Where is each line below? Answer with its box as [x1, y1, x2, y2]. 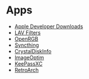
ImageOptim [14, 54, 44, 61]
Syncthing [14, 42, 40, 49]
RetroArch [14, 66, 39, 73]
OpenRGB [14, 35, 39, 42]
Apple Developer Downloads [14, 23, 83, 30]
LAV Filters [14, 29, 41, 36]
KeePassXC [14, 60, 42, 67]
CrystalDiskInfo [14, 47, 52, 54]
